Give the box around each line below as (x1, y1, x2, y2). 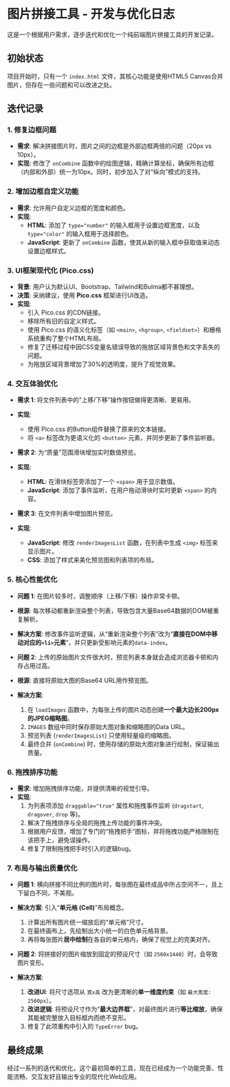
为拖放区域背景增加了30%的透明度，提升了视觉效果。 (27, 360, 180, 368)
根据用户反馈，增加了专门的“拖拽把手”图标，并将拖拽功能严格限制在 (27, 827, 220, 835)
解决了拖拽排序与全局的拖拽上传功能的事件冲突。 (27, 819, 166, 827)
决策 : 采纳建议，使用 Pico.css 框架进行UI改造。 (16, 291, 152, 299)
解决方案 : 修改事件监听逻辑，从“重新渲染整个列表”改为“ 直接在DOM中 (16, 629, 212, 637)
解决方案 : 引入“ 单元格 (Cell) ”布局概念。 (16, 903, 128, 912)
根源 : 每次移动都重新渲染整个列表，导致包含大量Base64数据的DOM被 (16, 606, 214, 615)
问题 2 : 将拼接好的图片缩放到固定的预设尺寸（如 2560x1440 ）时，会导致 (16, 950, 218, 958)
